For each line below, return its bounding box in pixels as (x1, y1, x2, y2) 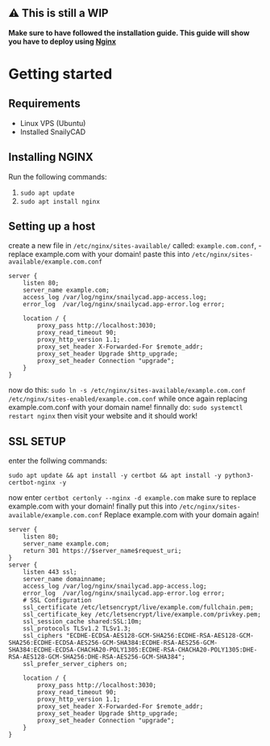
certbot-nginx (8, 478, 56, 487)
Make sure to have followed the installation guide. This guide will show (8, 27, 250, 37)
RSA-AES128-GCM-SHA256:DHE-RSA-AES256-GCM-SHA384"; (8, 653, 185, 661)
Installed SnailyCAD (19, 127, 86, 137)
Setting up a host (8, 220, 96, 234)
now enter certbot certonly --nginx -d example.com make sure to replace (8, 493, 256, 503)
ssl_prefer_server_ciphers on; (23, 660, 128, 668)
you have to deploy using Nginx (8, 36, 117, 46)
